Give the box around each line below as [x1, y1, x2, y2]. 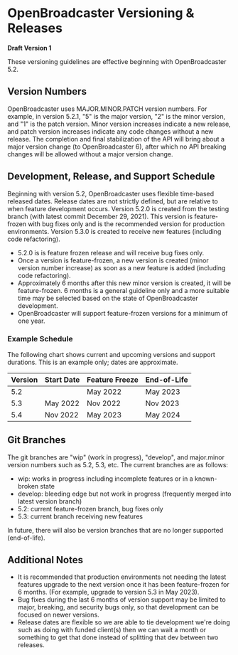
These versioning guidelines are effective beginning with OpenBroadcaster [7, 57, 227, 65]
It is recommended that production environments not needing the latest [17, 573, 227, 581]
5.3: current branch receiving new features [17, 512, 144, 521]
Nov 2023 [145, 398, 180, 408]
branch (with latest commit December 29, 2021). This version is [7, 212, 193, 220]
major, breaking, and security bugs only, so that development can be [17, 603, 219, 612]
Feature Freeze [86, 375, 139, 385]
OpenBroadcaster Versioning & [7, 5, 195, 21]
